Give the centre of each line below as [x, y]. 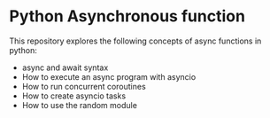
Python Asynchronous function [127, 16]
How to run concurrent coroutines [84, 86]
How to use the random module [79, 105]
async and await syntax [65, 67]
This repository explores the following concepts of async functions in [135, 41]
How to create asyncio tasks [74, 96]
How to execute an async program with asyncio [109, 76]
